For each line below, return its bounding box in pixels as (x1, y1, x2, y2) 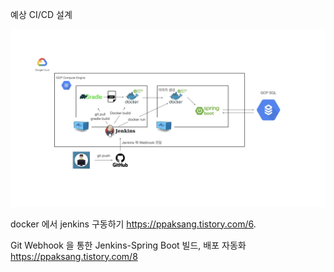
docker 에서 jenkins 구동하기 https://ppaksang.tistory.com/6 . (10, 218, 257, 230)
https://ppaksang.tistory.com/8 (10, 250, 138, 262)
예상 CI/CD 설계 (10, 9, 73, 20)
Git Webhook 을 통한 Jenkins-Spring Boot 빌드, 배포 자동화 (10, 239, 247, 251)
